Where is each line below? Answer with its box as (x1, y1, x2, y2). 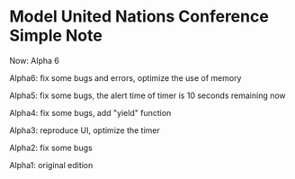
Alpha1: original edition (9, 159, 94, 170)
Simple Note (9, 25, 103, 46)
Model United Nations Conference (9, 6, 270, 27)
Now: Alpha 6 (9, 55, 60, 66)
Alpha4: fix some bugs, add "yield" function (9, 107, 172, 118)
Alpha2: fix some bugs (9, 142, 93, 153)
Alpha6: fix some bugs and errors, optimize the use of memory (9, 72, 242, 83)
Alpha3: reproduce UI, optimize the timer (9, 124, 160, 136)
